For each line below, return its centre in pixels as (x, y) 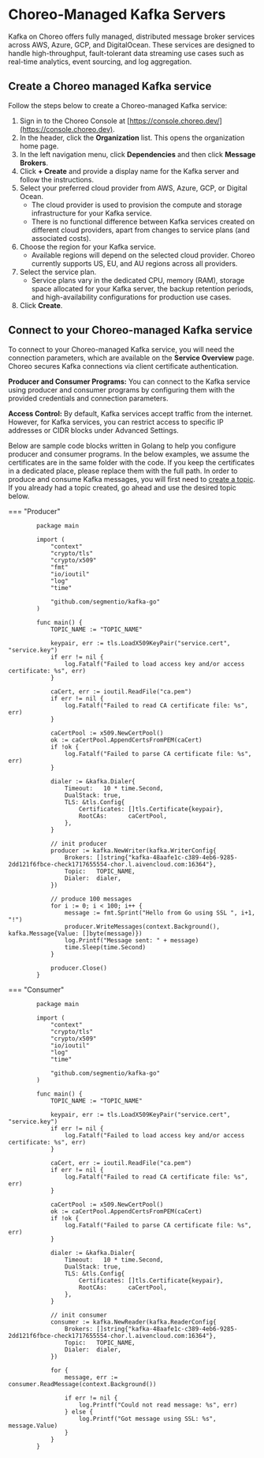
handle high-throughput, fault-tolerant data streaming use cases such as (126, 53)
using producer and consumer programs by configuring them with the (121, 389)
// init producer (79, 844)
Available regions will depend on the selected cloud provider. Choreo (143, 255)
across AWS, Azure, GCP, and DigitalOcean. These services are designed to (132, 44)
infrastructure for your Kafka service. (91, 213)
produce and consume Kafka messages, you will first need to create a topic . (132, 479)
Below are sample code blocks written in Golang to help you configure (122, 445)
